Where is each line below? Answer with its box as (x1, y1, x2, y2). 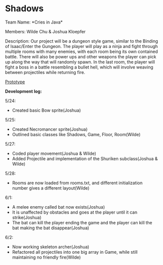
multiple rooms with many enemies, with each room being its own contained (5, 48, 158, 54)
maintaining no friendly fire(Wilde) (12, 254, 81, 260)
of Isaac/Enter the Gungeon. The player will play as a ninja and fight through (5, 43, 158, 49)
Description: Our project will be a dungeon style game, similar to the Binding (5, 38, 159, 44)
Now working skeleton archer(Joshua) (12, 243, 89, 250)
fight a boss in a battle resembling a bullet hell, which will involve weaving (5, 64, 154, 70)
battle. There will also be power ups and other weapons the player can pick (5, 53, 157, 59)
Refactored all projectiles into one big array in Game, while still (12, 249, 138, 255)
